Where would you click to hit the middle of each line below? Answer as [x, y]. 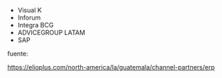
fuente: [18, 53]
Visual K [30, 10]
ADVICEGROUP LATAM [51, 32]
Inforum [29, 18]
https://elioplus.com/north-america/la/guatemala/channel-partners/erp [111, 67]
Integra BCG [35, 25]
